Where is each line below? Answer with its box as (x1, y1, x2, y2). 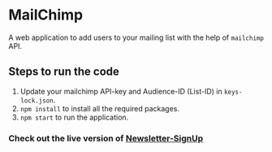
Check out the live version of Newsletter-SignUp (8, 132, 204, 144)
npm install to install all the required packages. (19, 103, 180, 113)
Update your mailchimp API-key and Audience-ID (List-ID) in (19, 86, 222, 96)
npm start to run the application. (19, 112, 129, 122)
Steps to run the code (8, 65, 120, 79)
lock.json (19, 96, 54, 105)
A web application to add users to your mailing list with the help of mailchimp (8, 33, 264, 42)
